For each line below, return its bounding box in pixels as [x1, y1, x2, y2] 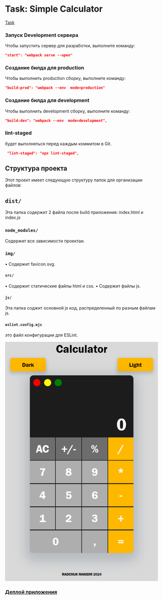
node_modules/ [5, 228, 38, 233]
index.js [5, 214, 21, 220]
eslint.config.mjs [5, 322, 42, 327]
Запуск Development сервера [5, 32, 79, 39]
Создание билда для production [5, 64, 84, 71]
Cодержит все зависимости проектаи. [5, 238, 85, 244]
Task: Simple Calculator [5, 3, 103, 15]
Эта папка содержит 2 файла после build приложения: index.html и [5, 210, 144, 215]
